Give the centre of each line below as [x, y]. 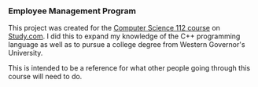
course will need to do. [45, 77]
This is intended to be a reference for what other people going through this [129, 68]
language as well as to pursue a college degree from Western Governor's [127, 45]
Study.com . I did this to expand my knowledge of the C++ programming [124, 36]
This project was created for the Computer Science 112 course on [114, 28]
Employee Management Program [72, 11]
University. [26, 53]
